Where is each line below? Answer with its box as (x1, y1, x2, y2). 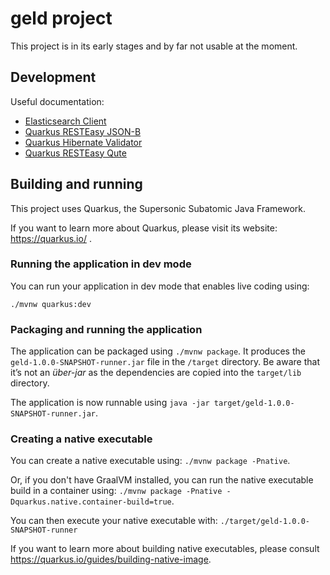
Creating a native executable (10, 432, 153, 446)
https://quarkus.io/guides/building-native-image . (10, 553, 212, 566)
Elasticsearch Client (24, 115, 107, 127)
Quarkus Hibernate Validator (24, 136, 143, 148)
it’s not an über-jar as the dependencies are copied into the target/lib (10, 367, 302, 379)
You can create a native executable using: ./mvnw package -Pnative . (10, 455, 291, 467)
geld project (10, 7, 113, 30)
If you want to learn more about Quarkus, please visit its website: (10, 222, 278, 234)
